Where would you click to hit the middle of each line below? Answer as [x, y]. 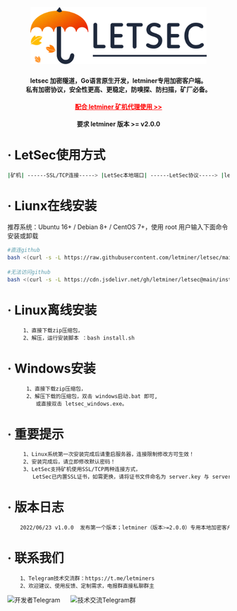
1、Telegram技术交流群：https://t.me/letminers [87, 578]
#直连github [24, 250]
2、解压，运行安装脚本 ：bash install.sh [79, 338]
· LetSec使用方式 [56, 155]
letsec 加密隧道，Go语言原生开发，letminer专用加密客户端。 [119, 81]
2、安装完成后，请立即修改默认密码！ [69, 462]
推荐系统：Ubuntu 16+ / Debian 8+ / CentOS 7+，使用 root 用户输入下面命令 [118, 227]
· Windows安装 [51, 369]
